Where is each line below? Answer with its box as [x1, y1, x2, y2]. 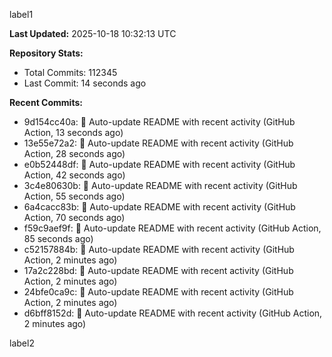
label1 [9, 9, 34, 20]
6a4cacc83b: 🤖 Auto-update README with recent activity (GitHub [23, 201, 296, 213]
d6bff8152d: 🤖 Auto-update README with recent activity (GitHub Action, [23, 307, 323, 319]
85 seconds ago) [23, 233, 94, 244]
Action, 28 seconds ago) [23, 148, 126, 159]
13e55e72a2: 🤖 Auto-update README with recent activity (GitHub [23, 137, 294, 149]
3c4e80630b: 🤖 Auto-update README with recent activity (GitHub [23, 180, 298, 191]
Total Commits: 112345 [23, 67, 118, 78]
